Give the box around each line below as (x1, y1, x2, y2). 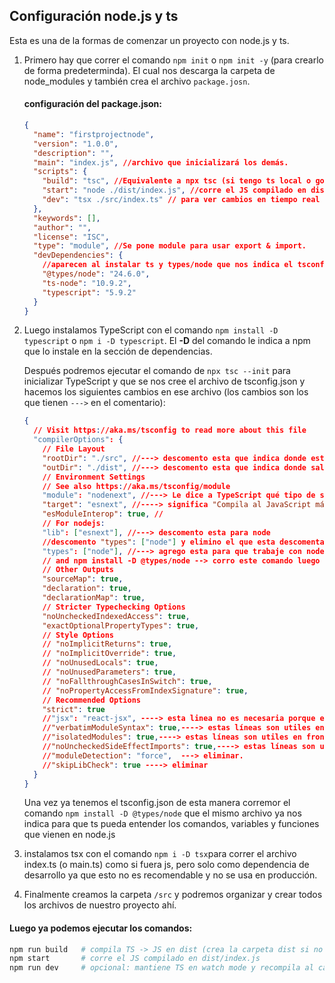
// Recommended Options (42, 695, 141, 705)
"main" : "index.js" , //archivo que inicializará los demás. (33, 157, 289, 168)
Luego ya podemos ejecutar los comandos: (9, 922, 193, 934)
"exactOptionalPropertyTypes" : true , (42, 620, 200, 631)
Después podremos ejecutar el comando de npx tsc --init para (23, 365, 291, 377)
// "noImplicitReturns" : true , (42, 639, 173, 649)
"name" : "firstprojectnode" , (33, 129, 155, 139)
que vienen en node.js (23, 829, 116, 841)
